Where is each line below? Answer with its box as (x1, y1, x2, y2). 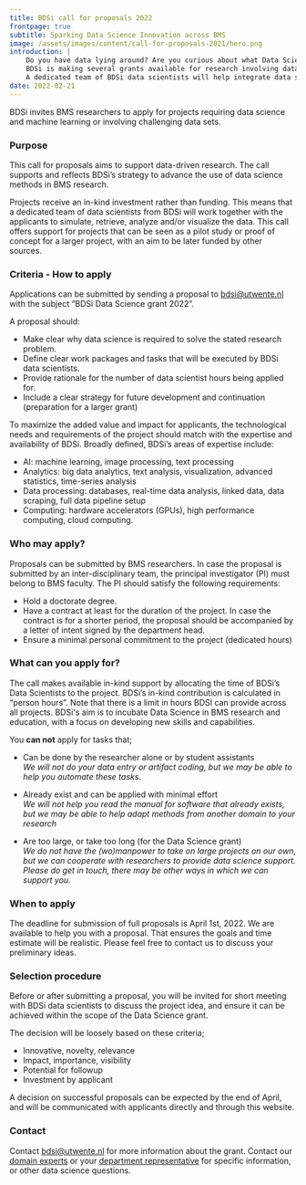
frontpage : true (9, 22, 71, 31)
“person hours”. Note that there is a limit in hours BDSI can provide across (9, 697, 287, 708)
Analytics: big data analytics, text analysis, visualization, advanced (22, 467, 273, 477)
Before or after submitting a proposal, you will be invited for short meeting (9, 991, 287, 1001)
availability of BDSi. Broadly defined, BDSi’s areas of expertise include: (9, 439, 274, 450)
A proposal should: (9, 316, 80, 327)
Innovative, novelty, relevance (22, 1045, 135, 1056)
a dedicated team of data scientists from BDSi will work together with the (9, 206, 284, 217)
